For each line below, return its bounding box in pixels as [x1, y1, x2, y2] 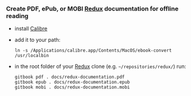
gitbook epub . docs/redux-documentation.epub [14, 79, 130, 86]
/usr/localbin [14, 53, 49, 59]
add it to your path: [14, 37, 61, 44]
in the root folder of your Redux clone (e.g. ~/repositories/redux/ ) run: [14, 63, 186, 70]
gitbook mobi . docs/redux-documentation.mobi [14, 84, 130, 90]
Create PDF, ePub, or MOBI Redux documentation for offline [6, 5, 179, 13]
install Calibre [14, 25, 48, 32]
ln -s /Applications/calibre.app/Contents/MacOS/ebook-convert [14, 48, 172, 54]
